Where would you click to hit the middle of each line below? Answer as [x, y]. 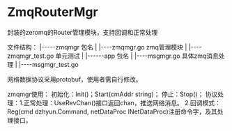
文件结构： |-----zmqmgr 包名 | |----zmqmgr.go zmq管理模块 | [97, 47]
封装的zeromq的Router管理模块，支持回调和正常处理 [83, 32]
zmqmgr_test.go [31, 56]
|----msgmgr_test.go [48, 64]
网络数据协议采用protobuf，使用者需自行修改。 [75, 79]
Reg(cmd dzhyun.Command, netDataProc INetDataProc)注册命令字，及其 [112, 111]
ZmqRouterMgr [53, 12]
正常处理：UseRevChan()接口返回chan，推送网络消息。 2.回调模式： [122, 102]
